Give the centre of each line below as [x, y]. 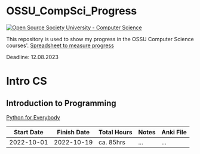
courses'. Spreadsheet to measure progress [60, 45]
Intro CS [27, 81]
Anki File [174, 132]
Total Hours [115, 132]
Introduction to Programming [61, 103]
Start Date [29, 132]
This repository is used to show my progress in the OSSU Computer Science [100, 39]
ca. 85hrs [112, 142]
